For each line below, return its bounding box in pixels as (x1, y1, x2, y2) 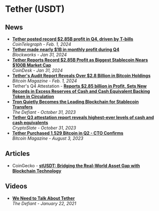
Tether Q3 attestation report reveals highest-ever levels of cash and (12, 115, 154, 120)
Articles (5, 150, 30, 158)
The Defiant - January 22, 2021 (12, 200, 77, 206)
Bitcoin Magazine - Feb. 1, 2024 (12, 78, 77, 84)
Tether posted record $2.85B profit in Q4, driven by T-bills (12, 36, 133, 42)
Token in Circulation (12, 93, 54, 99)
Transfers (12, 104, 33, 110)
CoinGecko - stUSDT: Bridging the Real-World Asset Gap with (12, 162, 140, 168)
